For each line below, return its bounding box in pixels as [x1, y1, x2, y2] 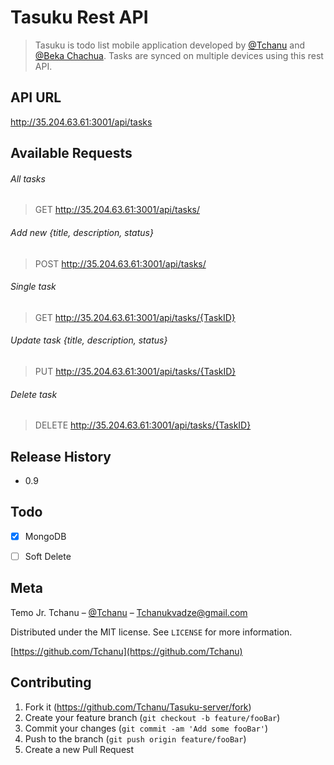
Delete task [10, 388, 58, 400]
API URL [10, 89, 62, 106]
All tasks [10, 172, 46, 185]
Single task [10, 281, 57, 293]
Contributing [10, 674, 92, 691]
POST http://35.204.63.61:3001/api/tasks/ [34, 257, 207, 270]
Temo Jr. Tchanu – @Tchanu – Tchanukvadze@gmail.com [10, 606, 248, 618]
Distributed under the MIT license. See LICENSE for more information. [10, 626, 293, 638]
